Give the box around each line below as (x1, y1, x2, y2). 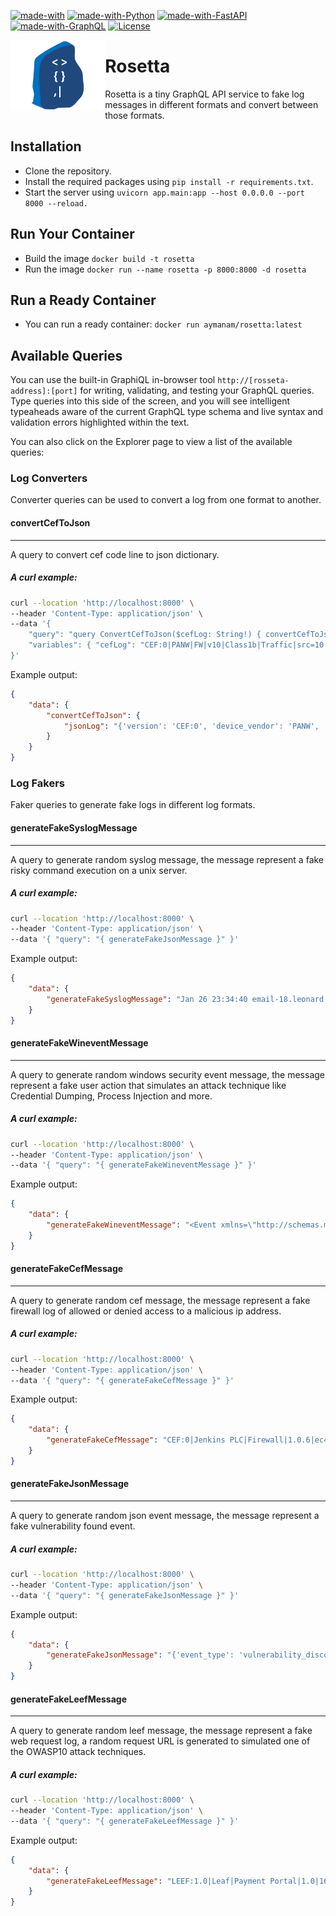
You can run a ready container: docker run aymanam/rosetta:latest (24, 318, 303, 330)
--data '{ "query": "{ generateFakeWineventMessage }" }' (10, 1160, 257, 1170)
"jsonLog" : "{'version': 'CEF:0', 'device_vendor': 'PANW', (63, 721, 320, 731)
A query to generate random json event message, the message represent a (10, 1510, 320, 1522)
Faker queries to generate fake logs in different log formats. (10, 799, 256, 811)
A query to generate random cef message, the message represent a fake (10, 1294, 311, 1306)
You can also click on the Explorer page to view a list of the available (10, 436, 293, 448)
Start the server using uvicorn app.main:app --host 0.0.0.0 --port (24, 186, 305, 198)
